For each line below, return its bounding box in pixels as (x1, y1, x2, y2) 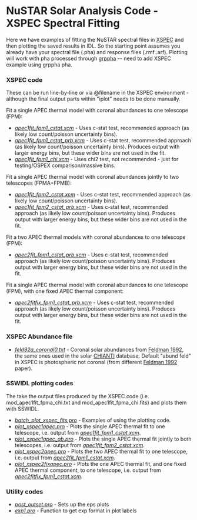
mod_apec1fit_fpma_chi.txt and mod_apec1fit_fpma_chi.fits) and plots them (6, 399, 187, 406)
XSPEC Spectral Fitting (6, 16, 120, 30)
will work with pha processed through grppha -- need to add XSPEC (6, 55, 172, 62)
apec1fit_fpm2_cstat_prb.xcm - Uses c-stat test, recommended (14, 204, 168, 211)
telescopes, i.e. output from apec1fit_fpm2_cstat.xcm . (14, 441, 145, 448)
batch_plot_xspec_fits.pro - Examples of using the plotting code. (14, 416, 171, 424)
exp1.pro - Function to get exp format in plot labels (14, 507, 137, 514)
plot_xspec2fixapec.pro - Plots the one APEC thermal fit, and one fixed (14, 460, 186, 467)
